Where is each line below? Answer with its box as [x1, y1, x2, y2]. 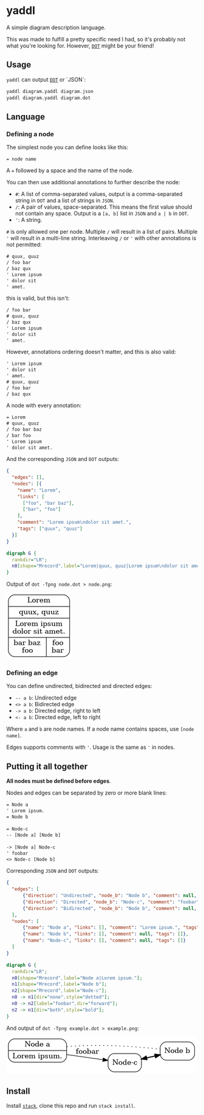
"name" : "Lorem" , [17, 487, 61, 493]
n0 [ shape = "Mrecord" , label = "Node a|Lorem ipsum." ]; [12, 974, 143, 981]
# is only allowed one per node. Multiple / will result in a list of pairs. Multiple [6, 228, 198, 235]
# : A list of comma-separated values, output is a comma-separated [15, 190, 183, 198]
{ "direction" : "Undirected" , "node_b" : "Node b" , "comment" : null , [22, 892, 197, 899]
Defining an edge [6, 669, 58, 677]
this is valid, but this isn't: [6, 294, 70, 302]
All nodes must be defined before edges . [6, 777, 111, 785]
